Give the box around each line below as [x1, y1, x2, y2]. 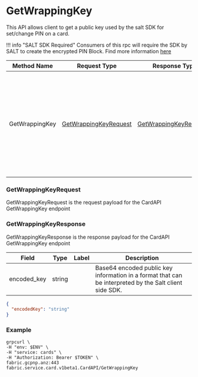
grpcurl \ [6, 339, 31, 345]
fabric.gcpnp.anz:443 [6, 360, 60, 366]
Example [6, 326, 32, 334]
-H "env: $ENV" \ [6, 344, 49, 350]
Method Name [12, 61, 53, 70]
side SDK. [95, 285, 123, 294]
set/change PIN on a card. [6, 30, 70, 37]
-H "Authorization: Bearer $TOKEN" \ [6, 355, 99, 361]
